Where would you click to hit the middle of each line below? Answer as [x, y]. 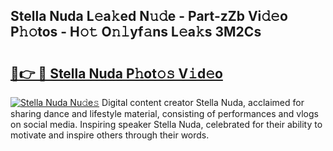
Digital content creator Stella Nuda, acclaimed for [203, 102]
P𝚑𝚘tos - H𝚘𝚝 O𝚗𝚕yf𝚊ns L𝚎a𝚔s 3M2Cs [136, 32]
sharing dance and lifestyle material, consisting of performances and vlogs [164, 113]
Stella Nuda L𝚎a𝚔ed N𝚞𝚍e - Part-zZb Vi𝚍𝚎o [149, 16]
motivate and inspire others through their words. [110, 135]
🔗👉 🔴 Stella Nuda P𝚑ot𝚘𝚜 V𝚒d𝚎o [116, 73]
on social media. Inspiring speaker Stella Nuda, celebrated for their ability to [166, 124]
